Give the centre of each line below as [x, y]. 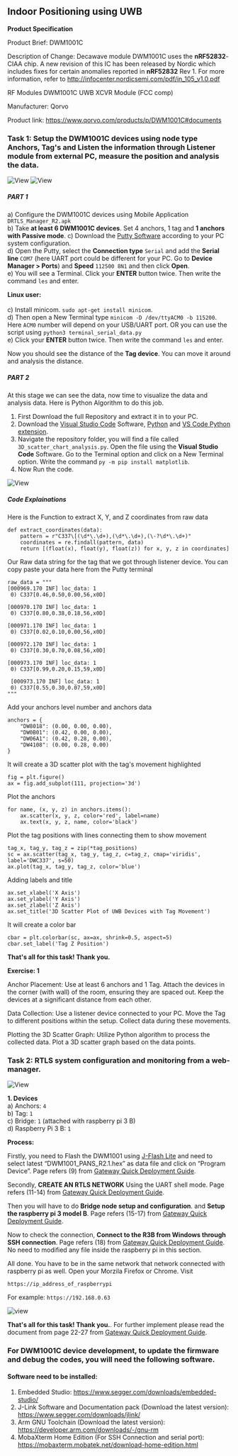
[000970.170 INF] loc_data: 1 [52, 607]
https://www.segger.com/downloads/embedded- [145, 1392]
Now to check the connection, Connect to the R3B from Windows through [117, 1235]
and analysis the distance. [45, 362]
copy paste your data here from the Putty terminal [80, 569]
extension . [33, 432]
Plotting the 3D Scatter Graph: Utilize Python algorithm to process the [109, 1035]
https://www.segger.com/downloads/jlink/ [79, 1415]
